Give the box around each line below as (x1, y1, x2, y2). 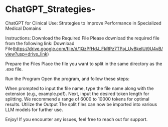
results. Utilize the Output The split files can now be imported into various (5, 101, 157, 107)
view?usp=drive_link (5, 51, 48, 57)
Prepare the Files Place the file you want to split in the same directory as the (5, 60, 162, 66)
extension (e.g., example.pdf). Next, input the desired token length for (5, 90, 149, 96)
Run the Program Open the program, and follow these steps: (5, 75, 129, 81)
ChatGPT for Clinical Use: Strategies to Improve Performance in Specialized (5, 20, 161, 26)
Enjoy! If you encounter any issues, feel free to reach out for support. (5, 116, 148, 122)
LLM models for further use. (5, 106, 63, 112)
